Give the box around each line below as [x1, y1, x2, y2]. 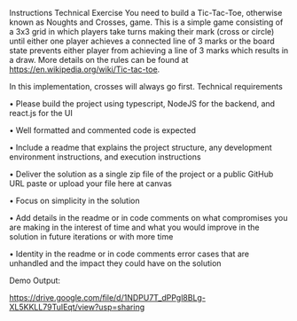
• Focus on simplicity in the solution [9, 195, 140, 206]
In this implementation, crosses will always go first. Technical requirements [9, 82, 284, 91]
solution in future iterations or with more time [9, 231, 174, 242]
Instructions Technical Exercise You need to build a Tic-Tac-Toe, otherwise [9, 8, 283, 18]
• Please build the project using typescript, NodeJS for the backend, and [9, 98, 276, 109]
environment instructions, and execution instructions [9, 152, 201, 162]
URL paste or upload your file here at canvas [9, 178, 173, 189]
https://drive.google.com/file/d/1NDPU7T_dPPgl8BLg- [9, 293, 207, 302]
